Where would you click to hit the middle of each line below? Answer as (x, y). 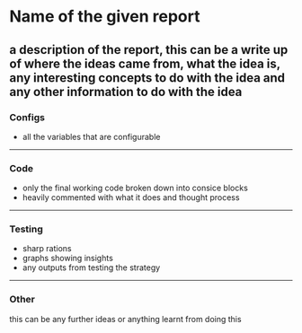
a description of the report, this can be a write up (149, 50)
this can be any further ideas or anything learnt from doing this (125, 319)
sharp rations (47, 249)
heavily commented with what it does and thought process (131, 197)
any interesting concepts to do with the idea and (147, 78)
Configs (27, 117)
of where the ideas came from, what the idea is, (145, 63)
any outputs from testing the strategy (91, 267)
